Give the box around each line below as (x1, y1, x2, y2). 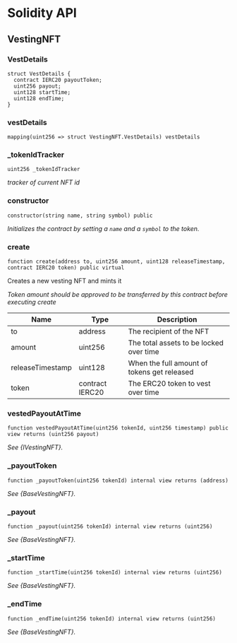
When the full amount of (128, 358, 208, 368)
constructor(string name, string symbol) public (7, 212, 153, 219)
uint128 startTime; (13, 88, 71, 96)
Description (157, 314, 197, 324)
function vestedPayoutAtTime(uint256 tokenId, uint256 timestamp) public (7, 425, 229, 432)
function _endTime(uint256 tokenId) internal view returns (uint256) (7, 615, 217, 623)
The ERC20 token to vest (128, 379, 211, 389)
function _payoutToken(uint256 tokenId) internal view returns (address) (7, 477, 229, 484)
